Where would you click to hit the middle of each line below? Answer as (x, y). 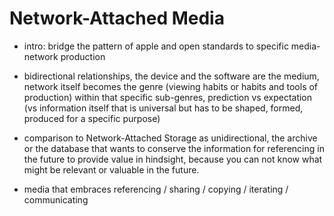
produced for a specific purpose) (92, 118)
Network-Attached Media (117, 18)
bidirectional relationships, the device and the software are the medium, (171, 76)
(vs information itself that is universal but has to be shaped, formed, (163, 108)
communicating (56, 199)
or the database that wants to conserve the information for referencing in (174, 148)
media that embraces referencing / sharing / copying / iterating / (156, 189)
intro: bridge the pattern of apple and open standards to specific (156, 46)
